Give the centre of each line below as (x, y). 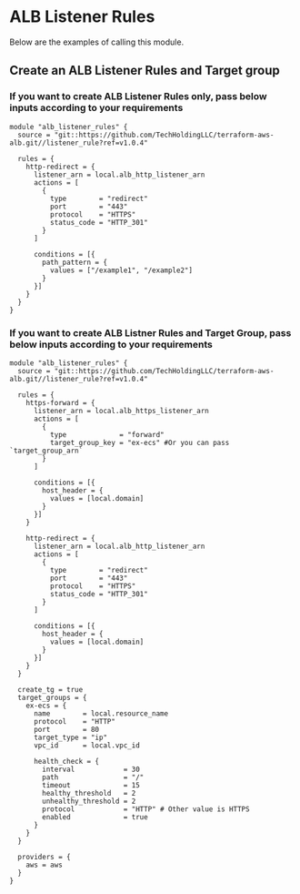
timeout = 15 (91, 785)
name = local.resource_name (101, 713)
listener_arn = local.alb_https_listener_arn (121, 411)
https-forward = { (60, 402)
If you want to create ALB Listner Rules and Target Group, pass (150, 332)
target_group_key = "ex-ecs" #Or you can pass (140, 442)
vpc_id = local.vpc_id (87, 745)
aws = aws (45, 865)
